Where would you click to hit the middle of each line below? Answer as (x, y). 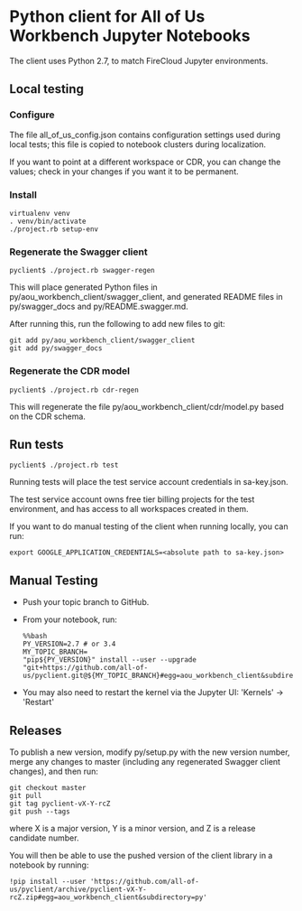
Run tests (37, 444)
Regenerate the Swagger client (78, 252)
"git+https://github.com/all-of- (85, 668)
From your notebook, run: (69, 619)
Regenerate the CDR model (70, 371)
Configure (32, 115)
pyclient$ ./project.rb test (64, 465)
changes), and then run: (54, 771)
